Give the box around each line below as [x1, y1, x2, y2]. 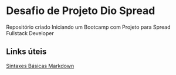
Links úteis [6, 47, 47, 57]
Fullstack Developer [6, 29, 54, 36]
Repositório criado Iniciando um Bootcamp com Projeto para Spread [6, 23, 171, 30]
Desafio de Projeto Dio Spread [6, 4, 155, 18]
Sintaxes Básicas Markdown [6, 62, 75, 69]
